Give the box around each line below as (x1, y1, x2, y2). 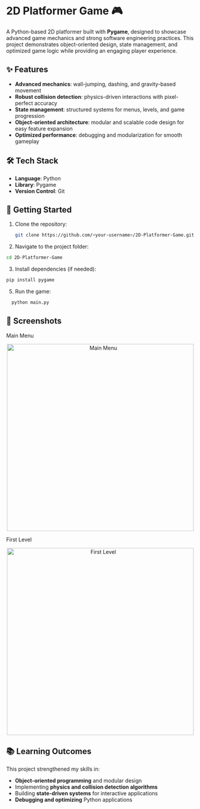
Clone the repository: (14, 220, 67, 228)
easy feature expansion (14, 125, 73, 132)
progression (14, 112, 45, 119)
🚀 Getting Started (6, 204, 72, 215)
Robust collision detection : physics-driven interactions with (14, 93, 164, 100)
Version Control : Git (14, 187, 65, 195)
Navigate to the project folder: (14, 243, 89, 250)
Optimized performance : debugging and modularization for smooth (14, 131, 183, 138)
